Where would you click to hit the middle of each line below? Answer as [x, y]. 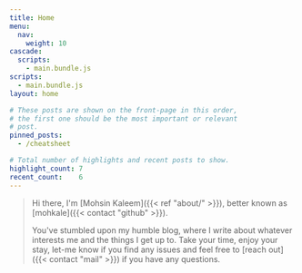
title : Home [32, 18]
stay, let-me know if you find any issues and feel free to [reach [149, 249]
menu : [20, 26]
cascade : [26, 52]
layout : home [34, 93]
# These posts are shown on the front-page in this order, [124, 110]
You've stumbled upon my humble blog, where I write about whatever [162, 230]
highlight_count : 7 [46, 169]
